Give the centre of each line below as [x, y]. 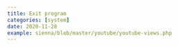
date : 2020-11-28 [32, 26]
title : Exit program [37, 13]
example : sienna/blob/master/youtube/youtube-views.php [89, 33]
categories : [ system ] [39, 20]
